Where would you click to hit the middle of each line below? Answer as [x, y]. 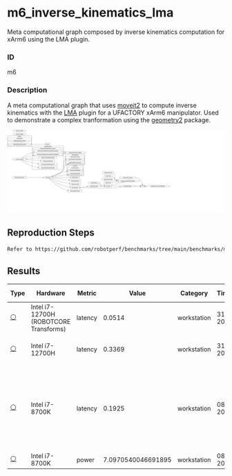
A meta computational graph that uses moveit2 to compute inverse [102, 105]
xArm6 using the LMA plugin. [49, 39]
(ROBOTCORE [51, 321]
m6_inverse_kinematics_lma [90, 13]
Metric [87, 293]
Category [194, 293]
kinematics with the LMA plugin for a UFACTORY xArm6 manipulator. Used [113, 113]
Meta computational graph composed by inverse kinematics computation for [116, 32]
